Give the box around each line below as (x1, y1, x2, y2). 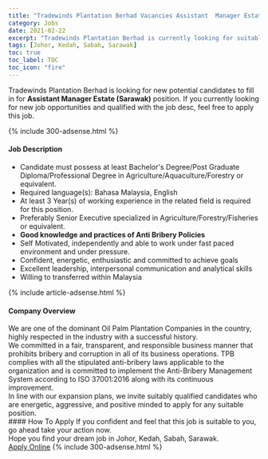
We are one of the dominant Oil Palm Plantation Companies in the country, (8, 324, 252, 333)
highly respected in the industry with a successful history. (8, 332, 199, 342)
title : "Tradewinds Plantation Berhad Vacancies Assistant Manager (8, 11, 241, 20)
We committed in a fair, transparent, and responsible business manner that (8, 340, 254, 351)
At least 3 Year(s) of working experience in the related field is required (19, 196, 251, 206)
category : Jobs (8, 19, 59, 27)
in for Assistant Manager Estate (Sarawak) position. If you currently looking (8, 93, 259, 104)
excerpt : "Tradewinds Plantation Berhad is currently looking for (8, 33, 234, 42)
